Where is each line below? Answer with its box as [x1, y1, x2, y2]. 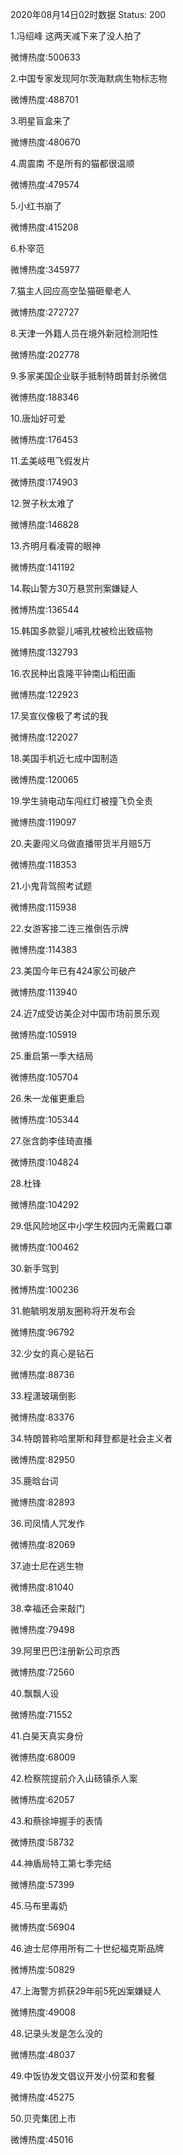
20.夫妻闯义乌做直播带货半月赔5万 [10, 838, 152, 849]
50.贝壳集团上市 [10, 2113, 77, 2124]
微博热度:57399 [10, 1879, 75, 1890]
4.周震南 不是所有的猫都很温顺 [10, 158, 135, 169]
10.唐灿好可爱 [10, 413, 67, 424]
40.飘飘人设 [10, 1688, 60, 1699]
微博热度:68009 [10, 1751, 76, 1763]
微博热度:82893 [10, 1496, 76, 1508]
